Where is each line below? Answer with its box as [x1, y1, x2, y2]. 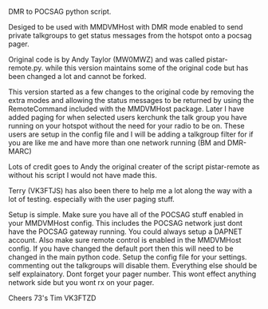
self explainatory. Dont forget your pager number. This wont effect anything [8, 269, 257, 279]
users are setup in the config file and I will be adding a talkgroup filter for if [8, 129, 254, 139]
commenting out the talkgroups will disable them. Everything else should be [8, 261, 258, 270]
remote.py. [8, 63, 44, 73]
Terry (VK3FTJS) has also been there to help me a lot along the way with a [8, 186, 253, 195]
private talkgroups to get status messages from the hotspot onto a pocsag [8, 31, 253, 40]
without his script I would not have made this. [8, 171, 157, 180]
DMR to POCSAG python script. [8, 7, 112, 16]
